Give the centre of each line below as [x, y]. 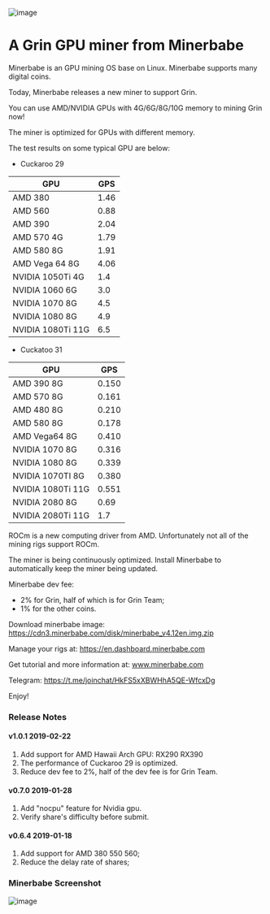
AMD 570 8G [38, 396]
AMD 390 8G [38, 383]
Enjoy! [19, 695]
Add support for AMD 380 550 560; [80, 854]
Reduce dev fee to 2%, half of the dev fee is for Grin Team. [119, 772]
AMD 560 [31, 210]
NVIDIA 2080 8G [45, 502]
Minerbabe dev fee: [41, 584]
